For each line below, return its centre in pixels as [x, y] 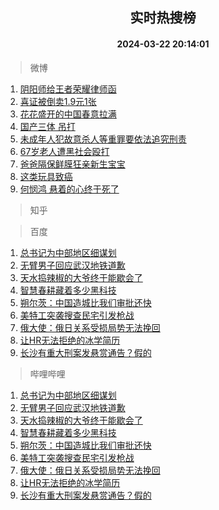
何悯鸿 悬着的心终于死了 [69, 189]
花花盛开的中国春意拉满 [68, 114]
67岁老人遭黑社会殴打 [64, 151]
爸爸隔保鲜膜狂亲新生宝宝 [72, 164]
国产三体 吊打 [47, 126]
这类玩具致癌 [46, 176]
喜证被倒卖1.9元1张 [58, 101]
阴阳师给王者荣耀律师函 [68, 89]
